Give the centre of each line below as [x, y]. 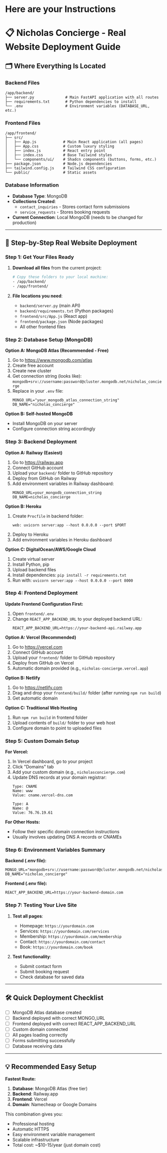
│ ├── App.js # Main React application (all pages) [74, 142]
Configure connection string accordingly [54, 429]
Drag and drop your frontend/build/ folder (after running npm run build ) [87, 692]
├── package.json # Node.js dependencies [59, 164]
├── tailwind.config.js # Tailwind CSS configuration [65, 168]
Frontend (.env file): [26, 884]
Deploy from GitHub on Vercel [43, 663]
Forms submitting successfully [44, 1040]
